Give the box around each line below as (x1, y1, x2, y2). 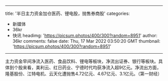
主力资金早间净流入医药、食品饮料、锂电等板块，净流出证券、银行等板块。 (5, 58, 158, 64)
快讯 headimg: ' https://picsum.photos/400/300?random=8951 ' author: (12, 33, 157, 38)
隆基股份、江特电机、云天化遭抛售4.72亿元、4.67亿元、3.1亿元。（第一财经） (5, 71, 162, 77)
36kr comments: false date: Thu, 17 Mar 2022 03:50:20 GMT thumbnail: (12, 38, 161, 44)
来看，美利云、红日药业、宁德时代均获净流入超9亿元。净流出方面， (22, 65, 161, 70)
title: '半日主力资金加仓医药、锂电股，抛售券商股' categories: (5, 10, 130, 16)
